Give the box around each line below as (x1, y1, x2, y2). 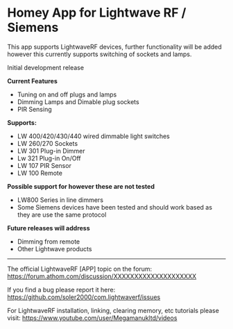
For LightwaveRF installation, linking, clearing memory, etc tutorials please (7, 306, 220, 314)
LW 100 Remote (17, 169, 62, 177)
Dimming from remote (17, 237, 80, 246)
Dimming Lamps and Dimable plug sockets (17, 97, 140, 106)
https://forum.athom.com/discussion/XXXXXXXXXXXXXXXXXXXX (7, 272, 197, 280)
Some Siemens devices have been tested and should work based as (17, 203, 213, 211)
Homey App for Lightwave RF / (7, 5, 187, 21)
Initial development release (7, 63, 85, 71)
